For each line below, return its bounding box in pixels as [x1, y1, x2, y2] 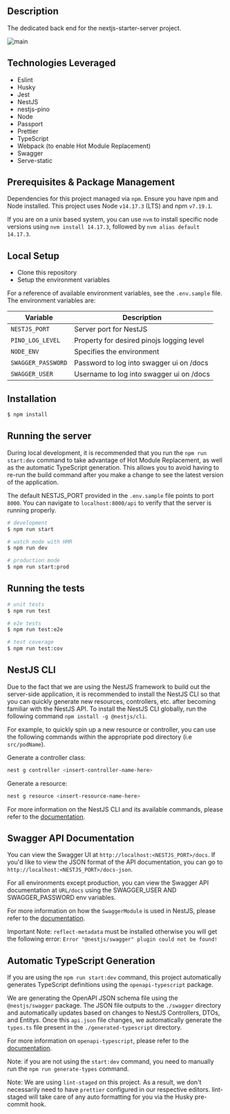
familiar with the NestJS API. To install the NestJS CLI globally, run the [7, 704, 207, 713]
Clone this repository [17, 269, 77, 277]
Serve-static [17, 156, 53, 164]
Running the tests [7, 583, 85, 595]
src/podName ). [7, 740, 46, 748]
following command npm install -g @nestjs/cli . [7, 711, 147, 720]
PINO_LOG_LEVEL [10, 336, 61, 345]
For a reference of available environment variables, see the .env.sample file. [7, 289, 223, 298]
